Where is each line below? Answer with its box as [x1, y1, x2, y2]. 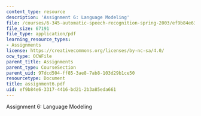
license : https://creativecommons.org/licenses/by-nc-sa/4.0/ [6, 48, 165, 54]
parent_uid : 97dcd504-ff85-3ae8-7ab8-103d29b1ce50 [6, 70, 135, 76]
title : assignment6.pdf [6, 81, 66, 87]
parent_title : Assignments [6, 59, 74, 65]
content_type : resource [6, 8, 66, 15]
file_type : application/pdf [6, 31, 77, 37]
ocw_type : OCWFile [6, 53, 52, 59]
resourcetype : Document [6, 75, 66, 81]
